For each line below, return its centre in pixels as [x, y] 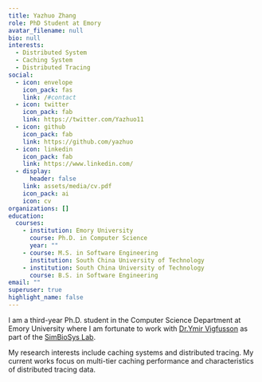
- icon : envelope [44, 82]
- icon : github [41, 127]
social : [21, 75]
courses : [30, 223]
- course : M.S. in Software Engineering [90, 253]
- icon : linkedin [44, 149]
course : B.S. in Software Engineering [94, 275]
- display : [33, 171]
